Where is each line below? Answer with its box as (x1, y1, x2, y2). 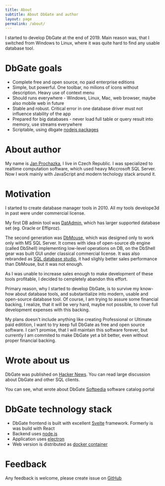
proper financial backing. (5, 337, 56, 343)
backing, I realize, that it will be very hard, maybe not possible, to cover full (5, 302, 159, 308)
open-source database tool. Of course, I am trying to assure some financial (5, 296, 159, 302)
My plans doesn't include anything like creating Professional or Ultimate (5, 317, 152, 323)
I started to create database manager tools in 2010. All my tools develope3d (5, 205, 160, 211)
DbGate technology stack (5, 404, 112, 415)
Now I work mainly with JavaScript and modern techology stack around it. (5, 171, 156, 177)
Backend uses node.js (12, 430, 58, 436)
